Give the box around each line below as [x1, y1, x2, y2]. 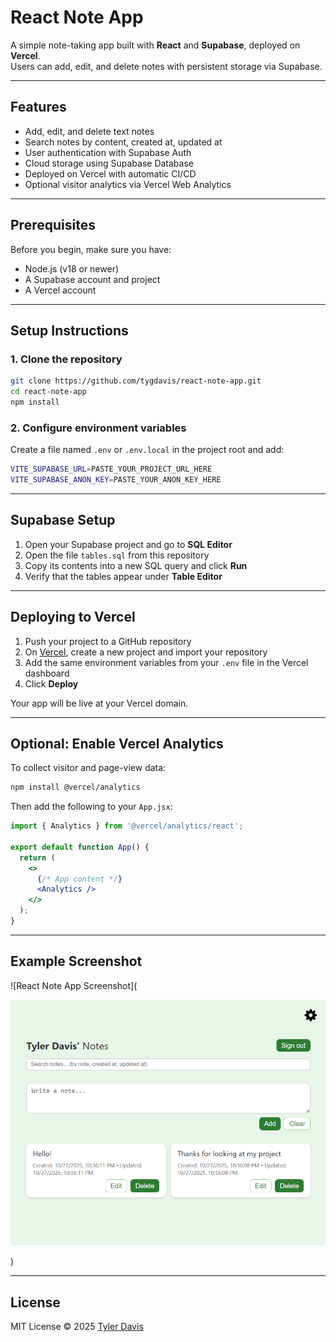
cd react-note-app [10, 387, 87, 397]
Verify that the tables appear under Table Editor [24, 570, 223, 582]
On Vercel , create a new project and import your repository [24, 646, 268, 658]
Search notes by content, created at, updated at [24, 136, 223, 148]
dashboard [24, 667, 70, 679]
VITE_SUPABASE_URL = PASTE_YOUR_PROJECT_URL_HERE [10, 464, 213, 475]
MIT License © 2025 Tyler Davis [10, 1321, 144, 1332]
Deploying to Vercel [10, 609, 136, 626]
